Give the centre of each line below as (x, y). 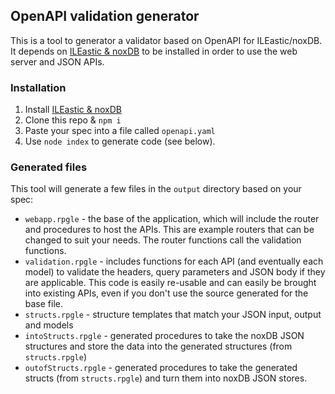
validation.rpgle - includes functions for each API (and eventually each (174, 261)
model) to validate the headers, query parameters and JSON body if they (175, 272)
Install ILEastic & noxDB (73, 110)
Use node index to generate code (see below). (120, 141)
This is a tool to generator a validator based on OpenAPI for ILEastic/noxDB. (166, 40)
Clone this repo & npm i (73, 120)
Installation (38, 87)
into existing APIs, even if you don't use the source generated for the (166, 293)
